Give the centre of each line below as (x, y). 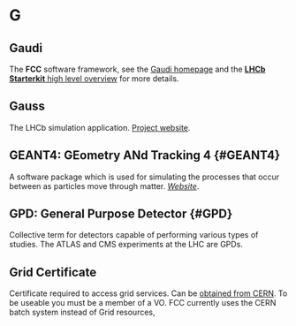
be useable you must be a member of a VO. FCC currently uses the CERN (143, 303)
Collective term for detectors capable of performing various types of (134, 235)
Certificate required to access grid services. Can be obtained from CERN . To (148, 293)
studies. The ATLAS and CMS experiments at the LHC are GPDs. (126, 245)
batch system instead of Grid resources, (82, 312)
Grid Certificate (53, 272)
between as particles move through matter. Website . (104, 186)
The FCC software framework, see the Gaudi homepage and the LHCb (137, 69)
